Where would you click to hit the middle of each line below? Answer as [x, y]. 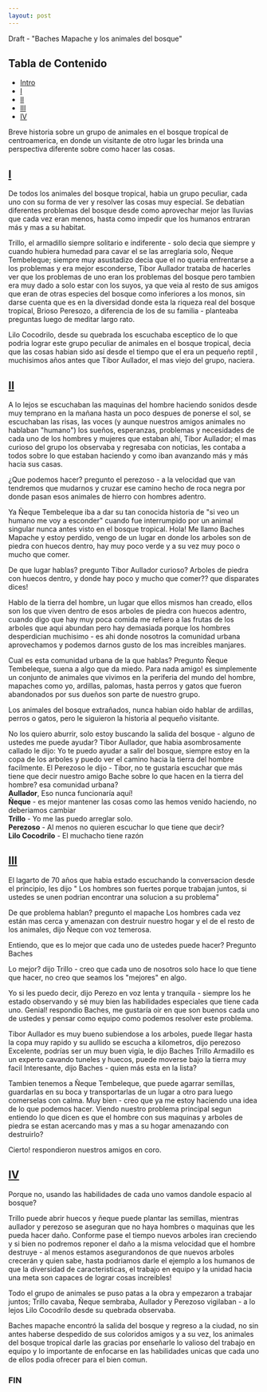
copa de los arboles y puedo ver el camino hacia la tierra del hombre [121, 759]
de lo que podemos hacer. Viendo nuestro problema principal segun [120, 1108]
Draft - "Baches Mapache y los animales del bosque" [95, 38]
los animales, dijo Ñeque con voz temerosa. [80, 929]
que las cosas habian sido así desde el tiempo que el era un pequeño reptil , [133, 352]
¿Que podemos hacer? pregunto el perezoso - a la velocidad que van [122, 479]
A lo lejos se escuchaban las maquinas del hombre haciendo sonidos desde [133, 405]
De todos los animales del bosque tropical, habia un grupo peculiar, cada [128, 193]
